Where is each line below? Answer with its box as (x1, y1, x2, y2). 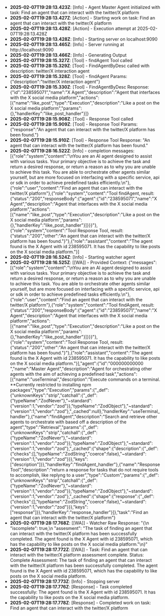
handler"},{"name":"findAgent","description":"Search (9, 414, 119, 419)
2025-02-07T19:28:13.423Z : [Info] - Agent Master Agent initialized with (9, 5, 160, 10)
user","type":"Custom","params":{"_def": (75, 472, 159, 478)
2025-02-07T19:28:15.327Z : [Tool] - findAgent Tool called (9, 58, 132, 63)
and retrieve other (120, 414, 157, 419)
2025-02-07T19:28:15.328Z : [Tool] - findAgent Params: (9, 74, 127, 79)
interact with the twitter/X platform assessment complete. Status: (9, 552, 144, 557)
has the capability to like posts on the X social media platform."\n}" (9, 541, 148, 547)
